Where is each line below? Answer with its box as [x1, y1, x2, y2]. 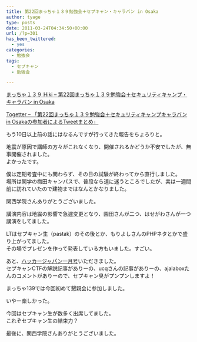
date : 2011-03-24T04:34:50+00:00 [6, 25, 88, 31]
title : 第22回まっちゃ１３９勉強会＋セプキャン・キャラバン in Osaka [6, 8, 159, 15]
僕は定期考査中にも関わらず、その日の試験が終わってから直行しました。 [6, 170, 181, 177]
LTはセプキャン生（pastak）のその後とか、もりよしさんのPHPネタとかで [6, 231, 183, 238]
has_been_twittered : [6, 36, 57, 42]
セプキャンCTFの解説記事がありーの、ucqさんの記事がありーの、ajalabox [6, 265, 185, 272]
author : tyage [6, 14, 41, 20]
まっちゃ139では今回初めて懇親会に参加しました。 [6, 285, 128, 292]
